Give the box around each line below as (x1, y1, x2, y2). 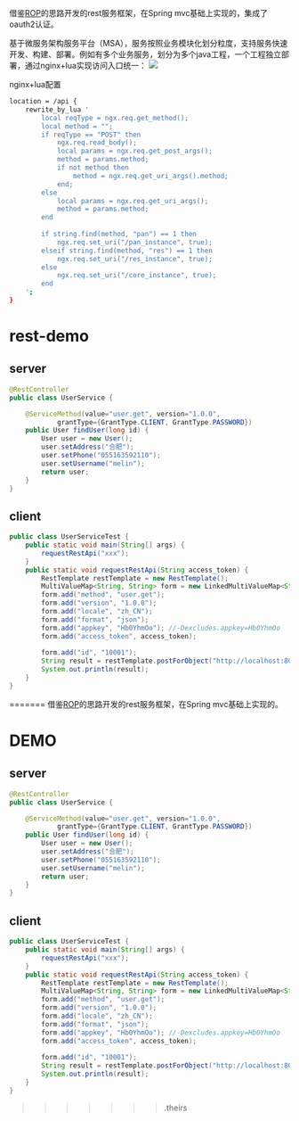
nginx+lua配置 (9, 79, 61, 89)
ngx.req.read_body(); (56, 138, 138, 147)
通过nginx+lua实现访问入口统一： (24, 61, 147, 70)
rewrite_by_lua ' (25, 105, 90, 114)
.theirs (164, 1102, 188, 1113)
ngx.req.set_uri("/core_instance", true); (56, 271, 217, 280)
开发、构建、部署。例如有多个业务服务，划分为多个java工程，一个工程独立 (9, 49, 282, 60)
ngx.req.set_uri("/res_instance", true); (56, 254, 214, 263)
